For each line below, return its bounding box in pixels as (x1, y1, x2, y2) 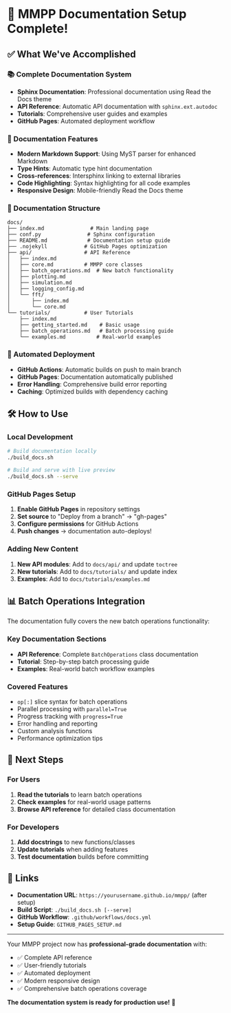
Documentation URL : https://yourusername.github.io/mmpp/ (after (16, 890, 208, 899)
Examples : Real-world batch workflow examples (16, 664, 155, 673)
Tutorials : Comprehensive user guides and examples (16, 110, 168, 118)
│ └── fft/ (7, 291, 45, 298)
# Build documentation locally (7, 448, 97, 455)
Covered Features (7, 682, 69, 691)
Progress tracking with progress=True (16, 712, 123, 720)
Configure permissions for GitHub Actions (16, 520, 139, 528)
